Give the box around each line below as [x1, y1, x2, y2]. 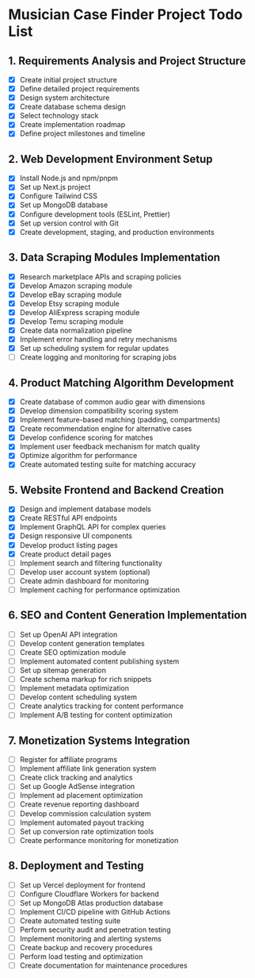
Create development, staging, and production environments [19, 227, 215, 237]
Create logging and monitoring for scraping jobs [19, 352, 177, 362]
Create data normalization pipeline [19, 325, 132, 335]
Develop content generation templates [19, 638, 145, 648]
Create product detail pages [19, 549, 112, 559]
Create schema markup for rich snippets [19, 675, 152, 683]
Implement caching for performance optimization [19, 585, 181, 595]
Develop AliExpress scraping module [19, 307, 140, 317]
